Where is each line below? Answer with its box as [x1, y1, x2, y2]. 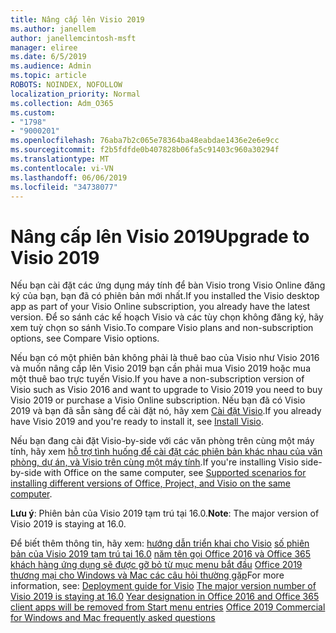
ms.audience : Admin [10, 61, 92, 71]
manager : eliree [10, 42, 78, 53]
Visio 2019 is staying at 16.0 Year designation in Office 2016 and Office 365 [10, 591, 320, 603]
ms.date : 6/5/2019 [10, 52, 87, 62]
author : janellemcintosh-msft [10, 33, 137, 43]
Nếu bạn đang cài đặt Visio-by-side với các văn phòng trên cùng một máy [10, 435, 315, 447]
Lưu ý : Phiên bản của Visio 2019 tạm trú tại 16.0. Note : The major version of [10, 507, 320, 520]
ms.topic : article [10, 71, 87, 81]
